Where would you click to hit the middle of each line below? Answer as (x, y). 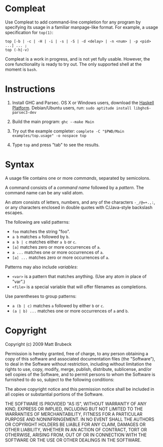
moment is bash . (21, 69)
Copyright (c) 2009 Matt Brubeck (38, 344)
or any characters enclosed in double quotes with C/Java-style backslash (79, 207)
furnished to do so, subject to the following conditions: (60, 380)
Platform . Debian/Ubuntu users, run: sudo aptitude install (72, 107)
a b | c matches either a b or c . (44, 242)
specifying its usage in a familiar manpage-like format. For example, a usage (81, 27)
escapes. (14, 213)
